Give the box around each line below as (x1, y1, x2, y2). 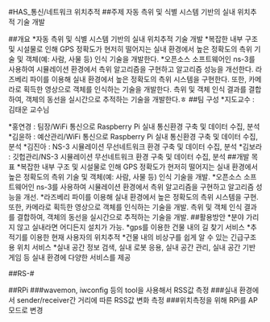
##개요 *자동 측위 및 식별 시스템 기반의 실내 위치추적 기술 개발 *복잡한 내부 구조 (8, 35, 259, 43)
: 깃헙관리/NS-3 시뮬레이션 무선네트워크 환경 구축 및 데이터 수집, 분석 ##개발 (8, 152, 250, 161)
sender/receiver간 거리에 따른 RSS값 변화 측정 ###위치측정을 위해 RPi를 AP (16, 295, 258, 304)
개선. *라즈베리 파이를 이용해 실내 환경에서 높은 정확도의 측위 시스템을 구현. (23, 192, 260, 201)
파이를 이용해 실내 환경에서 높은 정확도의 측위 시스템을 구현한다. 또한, (29, 75, 247, 84)
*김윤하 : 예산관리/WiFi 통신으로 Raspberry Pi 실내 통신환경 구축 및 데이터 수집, (8, 132, 258, 141)
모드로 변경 (8, 305, 44, 315)
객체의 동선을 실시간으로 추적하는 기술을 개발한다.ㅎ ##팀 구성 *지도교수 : (25, 95, 255, 104)
